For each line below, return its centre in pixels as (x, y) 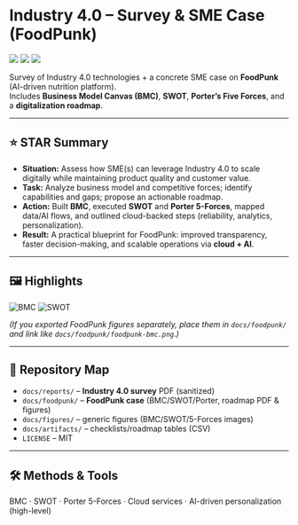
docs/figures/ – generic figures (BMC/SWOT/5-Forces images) (138, 419)
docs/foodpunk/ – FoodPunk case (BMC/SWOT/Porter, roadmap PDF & (150, 401)
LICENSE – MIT (47, 438)
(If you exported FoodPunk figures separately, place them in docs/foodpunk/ (148, 324)
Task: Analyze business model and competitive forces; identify (137, 187)
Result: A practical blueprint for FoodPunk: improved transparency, (145, 234)
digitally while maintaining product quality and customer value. (136, 177)
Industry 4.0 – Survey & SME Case (137, 16)
